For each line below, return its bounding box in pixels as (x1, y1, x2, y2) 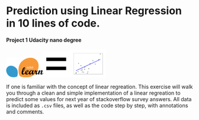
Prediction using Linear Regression (6, 4, 182, 18)
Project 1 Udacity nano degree (6, 36, 82, 44)
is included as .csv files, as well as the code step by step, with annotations (6, 102, 188, 109)
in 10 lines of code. (6, 16, 101, 30)
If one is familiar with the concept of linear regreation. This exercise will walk (6, 84, 193, 91)
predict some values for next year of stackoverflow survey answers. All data (6, 96, 192, 103)
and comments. (6, 108, 44, 115)
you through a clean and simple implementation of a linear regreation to (6, 89, 181, 96)
